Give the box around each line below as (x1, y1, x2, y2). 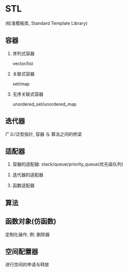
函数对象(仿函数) (5, 217, 56, 225)
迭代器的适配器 (12, 172, 43, 178)
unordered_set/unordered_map (12, 101, 76, 107)
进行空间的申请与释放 (5, 261, 49, 267)
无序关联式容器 (12, 91, 43, 97)
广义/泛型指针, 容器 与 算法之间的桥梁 (5, 131, 82, 137)
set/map (12, 80, 30, 86)
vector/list (12, 60, 33, 66)
